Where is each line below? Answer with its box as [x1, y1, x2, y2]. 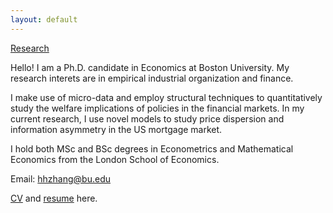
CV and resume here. [10, 192, 98, 204]
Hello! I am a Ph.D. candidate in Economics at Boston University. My [10, 61, 290, 73]
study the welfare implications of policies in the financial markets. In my [10, 102, 305, 114]
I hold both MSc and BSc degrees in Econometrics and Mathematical [10, 142, 294, 155]
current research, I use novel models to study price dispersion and [10, 112, 285, 125]
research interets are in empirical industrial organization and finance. [10, 72, 294, 84]
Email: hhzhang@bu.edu [10, 172, 111, 185]
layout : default [10, 14, 78, 25]
